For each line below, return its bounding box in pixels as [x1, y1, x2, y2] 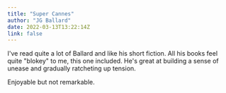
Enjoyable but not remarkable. [7, 78, 95, 87]
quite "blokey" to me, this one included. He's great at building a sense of [7, 57, 220, 66]
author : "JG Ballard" [7, 17, 72, 24]
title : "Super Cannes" [7, 10, 74, 18]
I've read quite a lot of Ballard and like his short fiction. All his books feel [7, 49, 218, 58]
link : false [7, 30, 43, 37]
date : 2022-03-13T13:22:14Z [7, 23, 91, 30]
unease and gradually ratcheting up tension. [7, 64, 136, 73]
